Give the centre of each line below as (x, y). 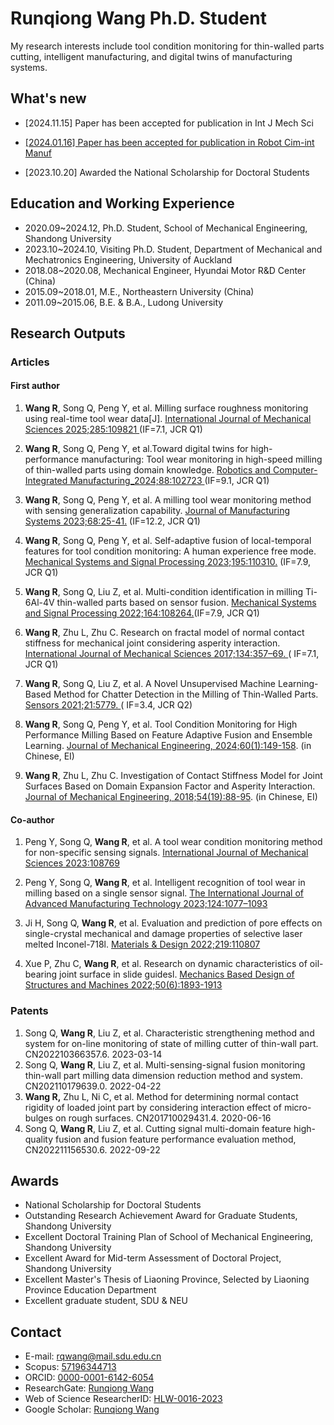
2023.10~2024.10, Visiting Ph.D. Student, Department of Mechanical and (173, 249)
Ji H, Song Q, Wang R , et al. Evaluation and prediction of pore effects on (173, 923)
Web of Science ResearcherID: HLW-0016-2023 (123, 1399)
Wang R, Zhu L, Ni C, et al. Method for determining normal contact (161, 1096)
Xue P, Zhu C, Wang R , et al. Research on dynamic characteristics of (166, 964)
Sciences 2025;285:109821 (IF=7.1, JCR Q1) (113, 429)
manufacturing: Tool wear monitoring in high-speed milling (202, 459)
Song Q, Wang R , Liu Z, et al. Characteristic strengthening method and (169, 1033)
